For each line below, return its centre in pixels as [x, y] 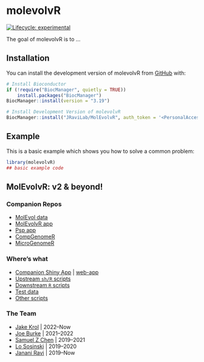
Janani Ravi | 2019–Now [45, 352]
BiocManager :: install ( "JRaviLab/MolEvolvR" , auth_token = [81, 118]
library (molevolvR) [31, 162]
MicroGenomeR [35, 243]
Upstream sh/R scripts [43, 278]
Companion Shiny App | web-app [57, 272]
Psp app [25, 230]
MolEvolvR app [34, 224]
